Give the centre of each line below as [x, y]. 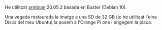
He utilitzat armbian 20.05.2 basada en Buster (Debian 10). [66, 7]
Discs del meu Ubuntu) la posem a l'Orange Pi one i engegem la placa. [78, 22]
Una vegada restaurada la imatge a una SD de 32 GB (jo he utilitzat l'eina [81, 17]
